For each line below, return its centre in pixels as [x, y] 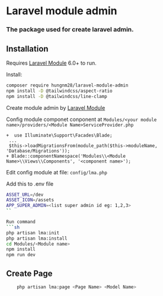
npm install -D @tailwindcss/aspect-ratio [59, 91]
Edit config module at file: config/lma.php [57, 172]
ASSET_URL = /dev [25, 195]
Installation [27, 49]
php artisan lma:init [33, 233]
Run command [21, 222]
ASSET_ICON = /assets [30, 200]
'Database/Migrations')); [38, 151]
